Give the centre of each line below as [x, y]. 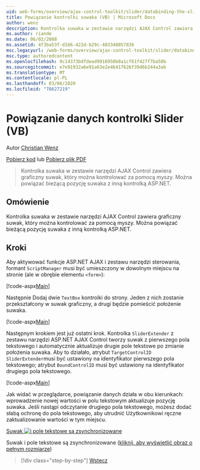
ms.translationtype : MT [36, 73]
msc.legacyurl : [25, 51]
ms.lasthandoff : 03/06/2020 [41, 84]
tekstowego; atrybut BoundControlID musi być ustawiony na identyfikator [95, 365]
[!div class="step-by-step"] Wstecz [64, 460]
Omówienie [28, 202]
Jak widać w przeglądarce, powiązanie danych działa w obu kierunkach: [95, 394]
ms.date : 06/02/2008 [32, 39]
